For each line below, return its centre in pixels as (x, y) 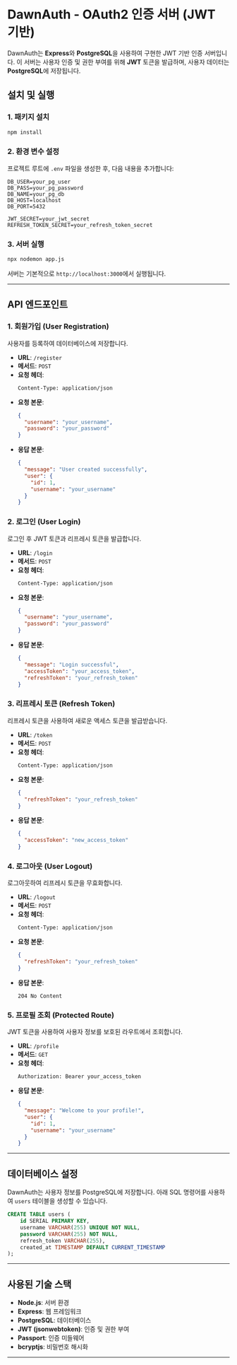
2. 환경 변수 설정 (34, 151)
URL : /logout (37, 897)
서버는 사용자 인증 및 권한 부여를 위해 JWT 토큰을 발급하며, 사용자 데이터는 (127, 61)
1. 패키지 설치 (29, 117)
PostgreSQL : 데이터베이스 (54, 1320)
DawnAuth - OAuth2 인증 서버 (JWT (111, 14)
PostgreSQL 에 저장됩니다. (44, 71)
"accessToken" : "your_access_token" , (80, 671)
